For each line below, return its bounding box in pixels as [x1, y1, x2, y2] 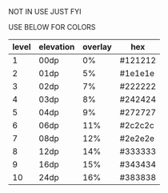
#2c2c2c [119, 120, 154, 131]
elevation [38, 42, 75, 52]
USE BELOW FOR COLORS [8, 22, 96, 31]
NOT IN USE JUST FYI [8, 7, 82, 16]
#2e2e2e [119, 133, 154, 143]
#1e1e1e [119, 68, 154, 78]
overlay [82, 42, 112, 52]
